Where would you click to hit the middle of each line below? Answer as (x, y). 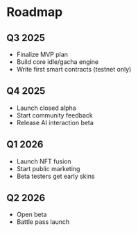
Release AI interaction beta (55, 122)
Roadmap (35, 12)
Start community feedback (54, 115)
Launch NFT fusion (44, 161)
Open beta (32, 215)
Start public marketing (48, 168)
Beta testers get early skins (55, 176)
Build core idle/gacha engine (57, 62)
